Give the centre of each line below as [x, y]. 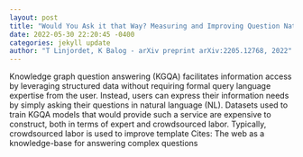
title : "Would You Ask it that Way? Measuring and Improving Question [145, 26]
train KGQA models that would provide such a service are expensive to [141, 115]
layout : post [34, 17]
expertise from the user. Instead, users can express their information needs [149, 96]
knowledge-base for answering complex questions [104, 144]
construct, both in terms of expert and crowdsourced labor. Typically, [138, 124]
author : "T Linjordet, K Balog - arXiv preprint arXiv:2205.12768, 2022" [151, 51]
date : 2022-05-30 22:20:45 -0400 [72, 34]
